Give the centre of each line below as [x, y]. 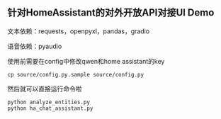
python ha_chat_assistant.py [50, 108]
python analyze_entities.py [49, 102]
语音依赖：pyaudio [35, 46]
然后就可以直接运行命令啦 [45, 89]
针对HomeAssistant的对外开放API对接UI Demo [111, 13]
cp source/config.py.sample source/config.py [75, 74]
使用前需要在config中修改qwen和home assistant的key [86, 61]
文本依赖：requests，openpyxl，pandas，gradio [79, 31]
